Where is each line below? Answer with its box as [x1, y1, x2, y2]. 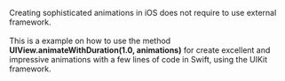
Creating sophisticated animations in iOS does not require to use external [9, 8, 277, 18]
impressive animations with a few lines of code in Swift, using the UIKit [9, 55, 268, 64]
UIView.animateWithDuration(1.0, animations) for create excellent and [9, 45, 271, 55]
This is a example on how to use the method [9, 35, 171, 46]
